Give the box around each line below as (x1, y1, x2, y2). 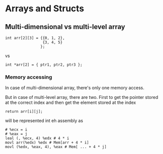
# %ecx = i (5, 127, 28, 132)
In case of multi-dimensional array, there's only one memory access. (5, 85, 144, 91)
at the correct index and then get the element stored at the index (5, 99, 136, 106)
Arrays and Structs (5, 3, 85, 14)
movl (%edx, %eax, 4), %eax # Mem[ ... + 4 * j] (5, 145, 107, 150)
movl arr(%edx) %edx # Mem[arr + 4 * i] (5, 140, 90, 145)
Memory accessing (5, 73, 53, 80)
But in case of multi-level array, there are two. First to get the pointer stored (5, 94, 159, 100)
